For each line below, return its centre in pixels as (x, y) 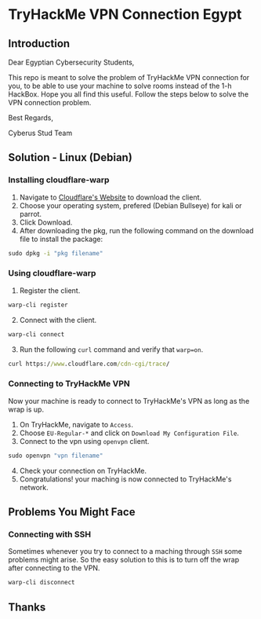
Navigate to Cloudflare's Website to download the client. (111, 197)
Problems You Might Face (72, 512)
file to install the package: (61, 239)
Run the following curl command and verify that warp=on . (111, 349)
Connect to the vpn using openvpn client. (84, 441)
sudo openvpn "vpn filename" (56, 456)
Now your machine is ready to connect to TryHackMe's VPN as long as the (129, 401)
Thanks (27, 607)
